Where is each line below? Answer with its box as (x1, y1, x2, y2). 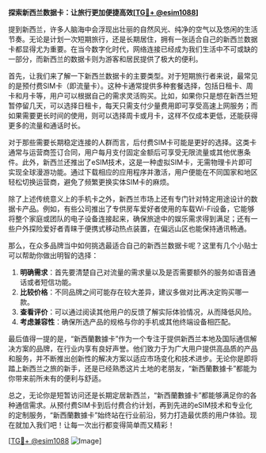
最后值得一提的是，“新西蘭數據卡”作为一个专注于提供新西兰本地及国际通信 (8, 334, 251, 344)
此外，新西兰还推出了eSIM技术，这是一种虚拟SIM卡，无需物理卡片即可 (21, 158, 253, 167)
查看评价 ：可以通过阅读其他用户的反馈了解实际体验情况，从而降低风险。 (19, 307, 256, 317)
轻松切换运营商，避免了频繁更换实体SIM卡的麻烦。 (8, 178, 174, 186)
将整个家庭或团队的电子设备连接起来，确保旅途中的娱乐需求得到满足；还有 (8, 214, 251, 223)
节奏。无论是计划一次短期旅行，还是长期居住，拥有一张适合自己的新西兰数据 (8, 35, 258, 44)
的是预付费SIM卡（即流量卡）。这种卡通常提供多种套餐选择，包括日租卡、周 (8, 81, 253, 90)
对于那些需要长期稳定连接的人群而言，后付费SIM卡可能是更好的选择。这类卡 (8, 138, 257, 147)
